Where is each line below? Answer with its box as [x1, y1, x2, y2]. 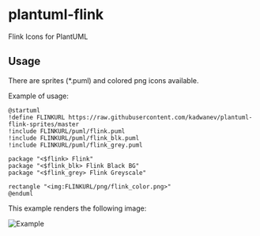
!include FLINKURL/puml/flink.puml [8, 127, 126, 135]
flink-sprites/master [8, 120, 80, 128]
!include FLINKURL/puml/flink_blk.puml [8, 134, 140, 142]
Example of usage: [8, 91, 70, 101]
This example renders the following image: [8, 204, 147, 213]
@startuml [8, 106, 41, 114]
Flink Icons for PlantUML [8, 32, 89, 41]
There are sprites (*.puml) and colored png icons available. [8, 75, 199, 85]
